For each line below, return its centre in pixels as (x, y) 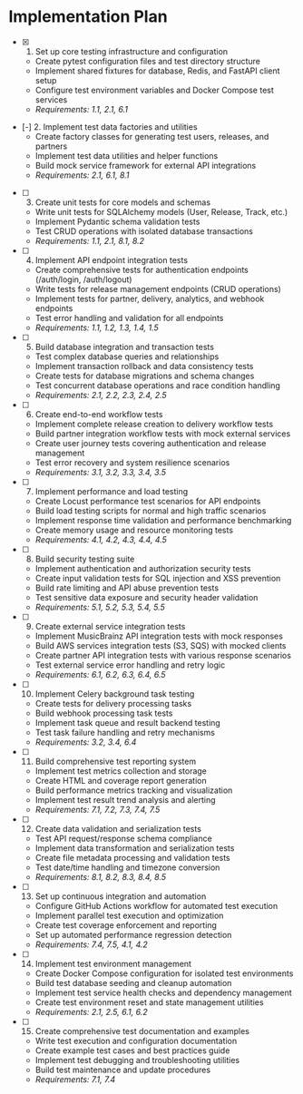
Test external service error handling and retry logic (130, 665)
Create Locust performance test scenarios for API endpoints (148, 501)
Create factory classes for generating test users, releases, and (152, 136)
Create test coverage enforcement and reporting (126, 925)
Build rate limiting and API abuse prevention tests (127, 588)
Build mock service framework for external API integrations (146, 165)
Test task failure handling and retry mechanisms (125, 732)
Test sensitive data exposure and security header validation (147, 597)
